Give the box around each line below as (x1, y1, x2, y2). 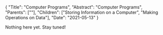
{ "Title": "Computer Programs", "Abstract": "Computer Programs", (5, 4, 143, 10)
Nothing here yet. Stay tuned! (5, 24, 66, 30)
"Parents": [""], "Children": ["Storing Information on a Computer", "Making (5, 9, 158, 15)
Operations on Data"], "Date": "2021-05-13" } (5, 15, 99, 20)
